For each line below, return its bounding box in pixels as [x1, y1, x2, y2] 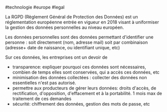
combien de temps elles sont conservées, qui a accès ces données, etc [12, 69, 160, 75]
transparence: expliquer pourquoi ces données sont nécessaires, [12, 64, 146, 70]
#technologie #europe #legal [5, 4, 65, 10]
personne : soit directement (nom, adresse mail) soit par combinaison [5, 39, 148, 45]
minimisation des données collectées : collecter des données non [12, 75, 147, 80]
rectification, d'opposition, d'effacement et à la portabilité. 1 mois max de [12, 91, 162, 96]
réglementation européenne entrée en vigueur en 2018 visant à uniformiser [5, 19, 160, 25]
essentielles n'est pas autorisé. [12, 80, 76, 86]
